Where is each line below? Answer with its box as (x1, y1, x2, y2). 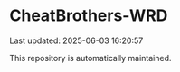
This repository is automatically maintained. (9, 52, 172, 63)
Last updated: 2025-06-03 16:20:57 (9, 35, 144, 46)
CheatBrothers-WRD (9, 5, 168, 26)
